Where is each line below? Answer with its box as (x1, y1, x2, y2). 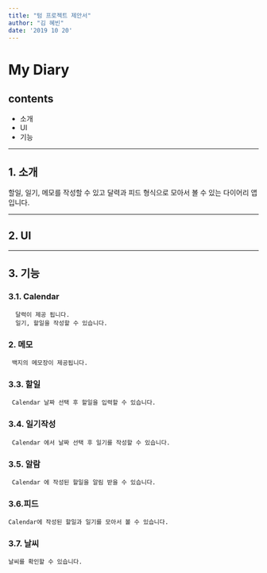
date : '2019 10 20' (8, 26, 73, 34)
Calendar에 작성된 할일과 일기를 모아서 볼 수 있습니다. (8, 518, 169, 526)
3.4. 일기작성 (8, 418, 56, 429)
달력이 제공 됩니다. (15, 310, 70, 318)
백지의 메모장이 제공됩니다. (11, 359, 88, 367)
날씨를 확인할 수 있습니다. (8, 558, 83, 566)
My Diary (8, 60, 70, 79)
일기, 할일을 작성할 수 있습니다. (15, 319, 108, 327)
